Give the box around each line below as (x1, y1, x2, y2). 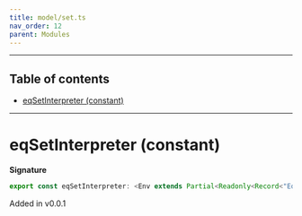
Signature (9, 165, 48, 176)
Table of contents (9, 71, 110, 86)
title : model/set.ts (9, 13, 87, 22)
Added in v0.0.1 (9, 198, 67, 209)
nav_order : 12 (9, 22, 63, 30)
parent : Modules (9, 30, 70, 39)
